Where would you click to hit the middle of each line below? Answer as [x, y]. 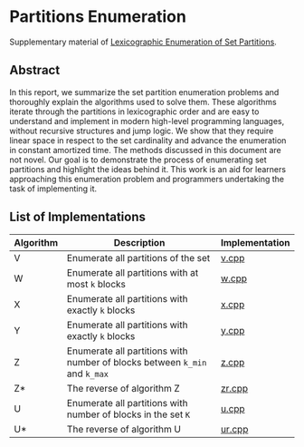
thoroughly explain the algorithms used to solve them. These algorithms [143, 102]
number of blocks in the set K [128, 414]
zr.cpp [234, 388]
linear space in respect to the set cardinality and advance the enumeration [148, 140]
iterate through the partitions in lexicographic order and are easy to [134, 112]
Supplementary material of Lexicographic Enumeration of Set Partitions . [143, 42]
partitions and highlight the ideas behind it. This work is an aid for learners [148, 169]
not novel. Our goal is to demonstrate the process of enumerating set [138, 160]
